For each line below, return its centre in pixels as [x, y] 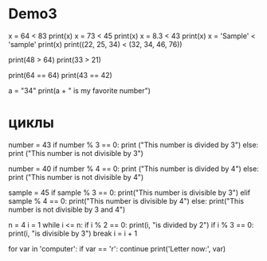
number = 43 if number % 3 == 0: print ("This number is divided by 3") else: [133, 145]
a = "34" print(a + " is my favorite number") [80, 90]
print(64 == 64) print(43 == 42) [61, 75]
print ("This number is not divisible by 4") [76, 177]
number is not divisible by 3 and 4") [67, 209]
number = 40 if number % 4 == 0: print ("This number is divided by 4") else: [133, 169]
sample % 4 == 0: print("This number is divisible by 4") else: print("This [126, 201]
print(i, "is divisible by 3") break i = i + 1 [73, 233]
